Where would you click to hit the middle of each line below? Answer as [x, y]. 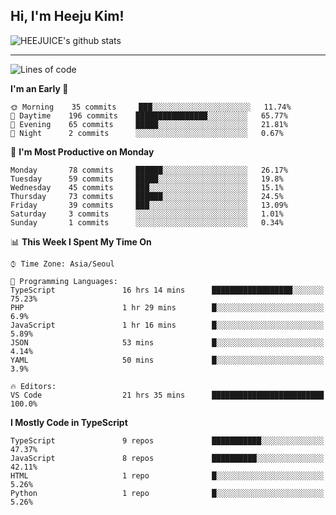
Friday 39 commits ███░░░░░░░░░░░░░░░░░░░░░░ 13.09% [149, 205]
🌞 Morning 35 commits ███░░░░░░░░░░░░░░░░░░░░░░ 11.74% [151, 107]
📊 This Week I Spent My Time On [81, 241]
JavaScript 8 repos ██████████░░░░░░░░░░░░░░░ [167, 458]
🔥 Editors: [33, 386]
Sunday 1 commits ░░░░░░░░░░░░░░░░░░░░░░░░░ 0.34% [147, 222]
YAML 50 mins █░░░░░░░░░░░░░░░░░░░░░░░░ [167, 360]
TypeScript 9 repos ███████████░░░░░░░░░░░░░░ [167, 440]
